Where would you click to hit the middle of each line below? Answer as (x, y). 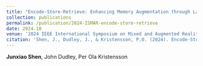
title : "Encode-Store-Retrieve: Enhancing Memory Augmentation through (98, 12)
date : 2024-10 (24, 28)
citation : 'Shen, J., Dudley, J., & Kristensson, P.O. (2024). (88, 40)
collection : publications (39, 17)
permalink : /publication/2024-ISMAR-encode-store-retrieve (82, 23)
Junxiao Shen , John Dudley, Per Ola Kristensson (67, 57)
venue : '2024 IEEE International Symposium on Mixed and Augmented (93, 34)
